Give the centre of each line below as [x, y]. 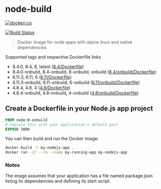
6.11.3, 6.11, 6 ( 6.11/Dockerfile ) [42, 77]
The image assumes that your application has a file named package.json [79, 176]
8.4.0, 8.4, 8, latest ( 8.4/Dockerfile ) [48, 66]
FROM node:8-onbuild [27, 120]
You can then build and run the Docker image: [52, 139]
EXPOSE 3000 [17, 129]
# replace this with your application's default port [62, 125]
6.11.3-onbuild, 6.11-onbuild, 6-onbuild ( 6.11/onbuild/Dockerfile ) [76, 82]
